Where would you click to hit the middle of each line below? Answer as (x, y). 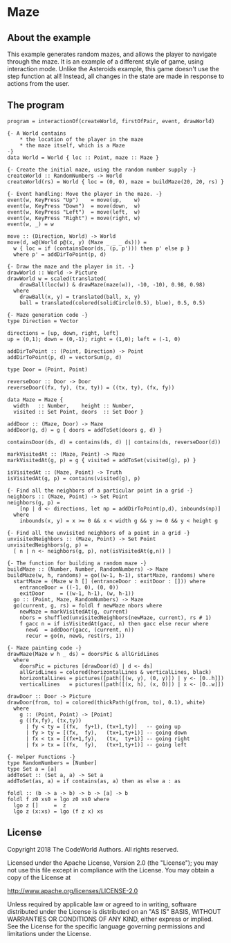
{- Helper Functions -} (41, 757)
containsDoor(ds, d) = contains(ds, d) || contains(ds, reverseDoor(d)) (114, 442)
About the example (49, 38)
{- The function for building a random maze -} (77, 563)
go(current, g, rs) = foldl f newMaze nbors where (88, 605)
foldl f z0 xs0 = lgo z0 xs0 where (58, 799)
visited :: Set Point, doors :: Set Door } (78, 412)
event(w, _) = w (30, 224)
